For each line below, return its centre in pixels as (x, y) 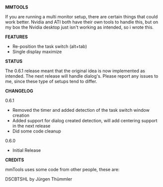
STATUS (14, 61)
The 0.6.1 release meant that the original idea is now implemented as (75, 71)
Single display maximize (37, 52)
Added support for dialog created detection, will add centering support (85, 120)
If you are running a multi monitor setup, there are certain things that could (81, 17)
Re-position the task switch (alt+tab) (50, 46)
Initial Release (27, 150)
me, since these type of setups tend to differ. (51, 81)
